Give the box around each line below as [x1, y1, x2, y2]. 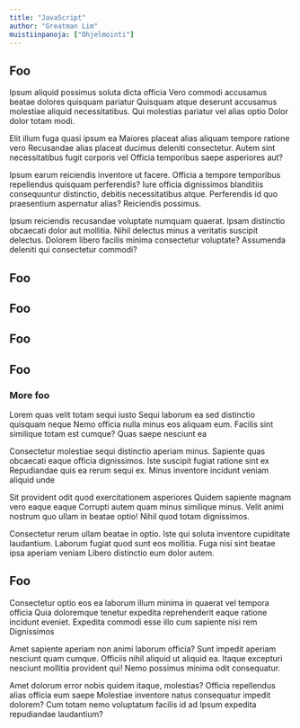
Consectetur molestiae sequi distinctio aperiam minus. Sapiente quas [9, 446, 266, 457]
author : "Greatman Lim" [9, 22, 99, 31]
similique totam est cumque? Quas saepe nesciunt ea [9, 429, 207, 439]
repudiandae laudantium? [9, 708, 103, 719]
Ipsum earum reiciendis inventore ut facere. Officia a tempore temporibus [9, 170, 281, 181]
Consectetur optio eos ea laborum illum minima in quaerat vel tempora [9, 597, 269, 608]
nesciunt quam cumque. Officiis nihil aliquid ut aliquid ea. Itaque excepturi [9, 653, 283, 663]
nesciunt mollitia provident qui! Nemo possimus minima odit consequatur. [9, 662, 281, 673]
